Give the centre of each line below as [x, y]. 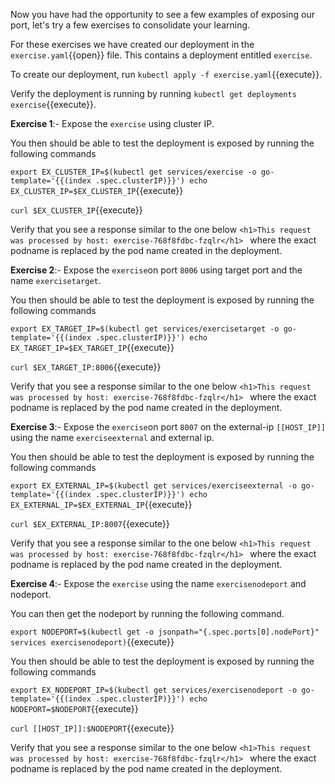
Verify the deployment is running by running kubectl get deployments [153, 93]
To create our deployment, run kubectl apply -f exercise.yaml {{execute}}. [166, 74]
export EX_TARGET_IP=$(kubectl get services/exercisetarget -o [145, 329]
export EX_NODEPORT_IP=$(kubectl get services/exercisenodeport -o [154, 690]
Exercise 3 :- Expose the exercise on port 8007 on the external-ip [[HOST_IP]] [168, 427]
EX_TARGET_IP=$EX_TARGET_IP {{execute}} [92, 347]
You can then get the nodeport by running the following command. [147, 613]
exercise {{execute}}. [53, 104]
